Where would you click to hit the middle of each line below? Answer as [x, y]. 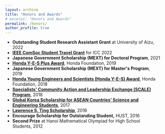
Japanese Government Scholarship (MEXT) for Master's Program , [81, 68]
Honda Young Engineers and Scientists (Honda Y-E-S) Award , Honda [84, 79]
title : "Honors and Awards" [34, 14]
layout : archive [22, 10]
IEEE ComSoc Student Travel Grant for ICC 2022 [62, 53]
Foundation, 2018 [30, 84]
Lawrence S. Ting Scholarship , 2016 [50, 111]
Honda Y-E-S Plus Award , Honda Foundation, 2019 [64, 63]
